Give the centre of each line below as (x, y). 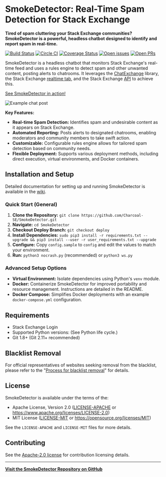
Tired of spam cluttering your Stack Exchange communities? (69, 33)
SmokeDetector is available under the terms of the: (57, 397)
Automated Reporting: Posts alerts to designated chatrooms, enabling (84, 132)
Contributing (25, 443)
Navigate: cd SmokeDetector (41, 225)
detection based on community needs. (52, 148)
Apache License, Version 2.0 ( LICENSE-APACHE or (64, 407)
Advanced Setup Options (36, 268)
